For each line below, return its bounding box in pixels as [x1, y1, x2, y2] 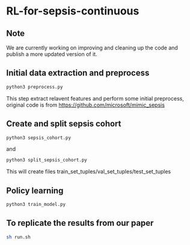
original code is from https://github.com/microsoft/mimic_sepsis [6, 101, 165, 108]
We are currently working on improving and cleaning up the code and [6, 44, 179, 51]
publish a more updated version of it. [6, 51, 97, 58]
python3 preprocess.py [6, 84, 63, 90]
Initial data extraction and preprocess [6, 68, 150, 78]
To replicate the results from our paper [6, 218, 154, 228]
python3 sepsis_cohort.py [6, 134, 71, 141]
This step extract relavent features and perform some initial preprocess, [6, 95, 185, 102]
